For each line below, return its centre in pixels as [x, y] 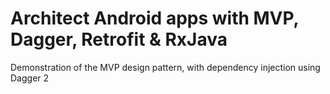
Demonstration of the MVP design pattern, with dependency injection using [165, 67]
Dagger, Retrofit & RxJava [119, 39]
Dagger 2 [30, 78]
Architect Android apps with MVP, [155, 18]
